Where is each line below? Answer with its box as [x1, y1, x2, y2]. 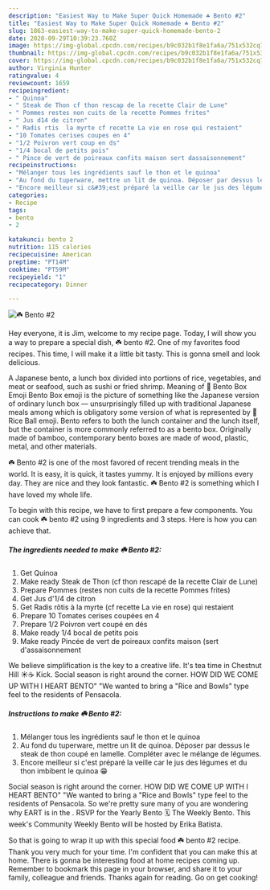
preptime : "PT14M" [8, 258, 70, 266]
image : [8, 42, 31, 50]
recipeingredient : [8, 86, 70, 95]
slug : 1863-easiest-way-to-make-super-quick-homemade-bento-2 [8, 27, 221, 35]
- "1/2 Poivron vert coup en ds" [8, 138, 121, 147]
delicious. [8, 358, 40, 367]
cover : [8, 57, 31, 65]
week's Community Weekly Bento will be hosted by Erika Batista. [8, 819, 223, 829]
